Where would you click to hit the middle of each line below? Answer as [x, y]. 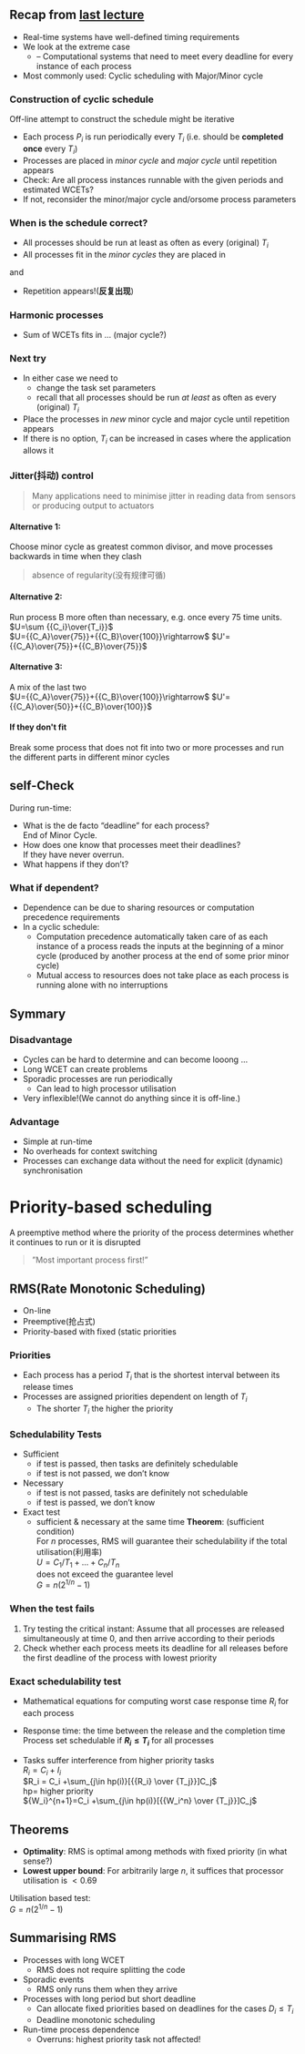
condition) [55, 1531]
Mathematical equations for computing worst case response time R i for [156, 1702]
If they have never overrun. [73, 854]
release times [48, 1387]
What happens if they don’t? [76, 863]
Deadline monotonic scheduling [96, 2020]
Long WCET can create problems [85, 1068]
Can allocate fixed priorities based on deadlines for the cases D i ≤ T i [165, 2009]
